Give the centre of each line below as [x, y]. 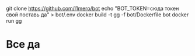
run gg [14, 21]
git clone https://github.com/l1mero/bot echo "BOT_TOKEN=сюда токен [93, 8]
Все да [23, 45]
